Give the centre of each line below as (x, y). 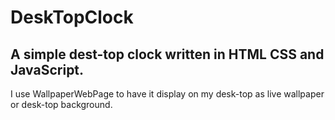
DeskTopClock (72, 17)
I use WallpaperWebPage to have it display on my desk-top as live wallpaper (167, 94)
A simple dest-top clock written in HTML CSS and (167, 54)
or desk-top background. (61, 104)
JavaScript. (47, 69)
